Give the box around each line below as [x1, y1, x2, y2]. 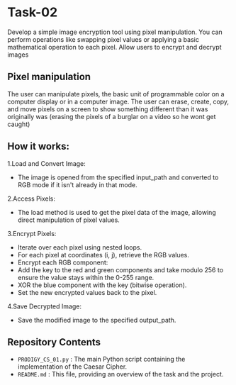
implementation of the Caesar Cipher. [17, 362, 128, 371]
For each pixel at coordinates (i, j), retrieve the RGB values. [17, 250, 190, 259]
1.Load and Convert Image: [7, 159, 86, 167]
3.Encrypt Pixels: [7, 229, 57, 238]
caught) [7, 120, 30, 128]
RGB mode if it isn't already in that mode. [17, 180, 138, 189]
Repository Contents [7, 336, 101, 348]
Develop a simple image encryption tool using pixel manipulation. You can [7, 28, 223, 36]
